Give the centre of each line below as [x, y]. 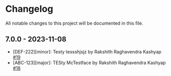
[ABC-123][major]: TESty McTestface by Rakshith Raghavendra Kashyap [89, 63]
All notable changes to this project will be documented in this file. [74, 23]
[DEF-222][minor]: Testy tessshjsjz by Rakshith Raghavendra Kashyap [87, 51]
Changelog [29, 9]
